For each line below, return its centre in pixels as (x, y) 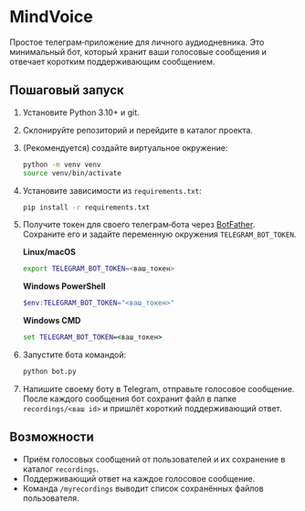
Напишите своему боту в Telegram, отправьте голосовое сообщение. (158, 389)
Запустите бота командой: (74, 355)
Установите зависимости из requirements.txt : (112, 190)
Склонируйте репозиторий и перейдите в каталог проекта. (138, 130)
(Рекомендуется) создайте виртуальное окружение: (125, 147)
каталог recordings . (60, 469)
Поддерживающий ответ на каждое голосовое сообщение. (139, 478)
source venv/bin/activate (72, 173)
